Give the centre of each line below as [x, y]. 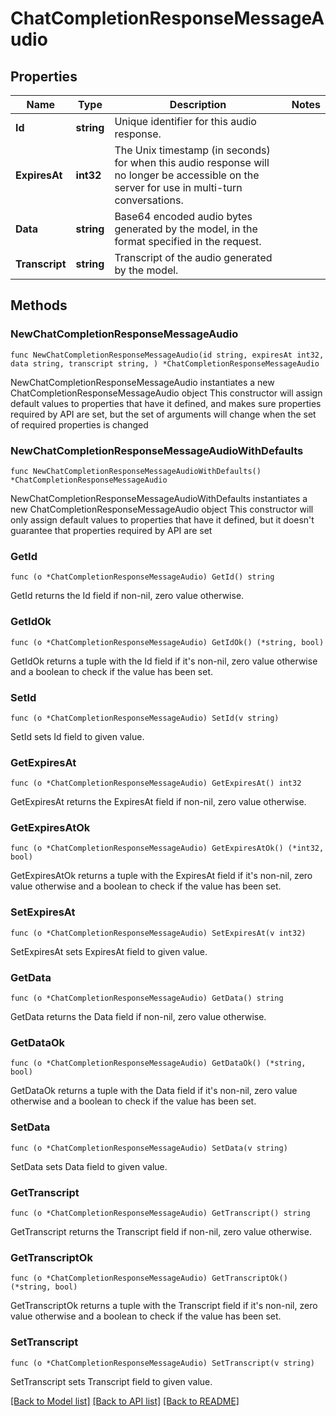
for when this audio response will [192, 162]
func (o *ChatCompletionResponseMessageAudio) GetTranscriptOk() [149, 1278]
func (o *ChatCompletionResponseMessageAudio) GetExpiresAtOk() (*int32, [167, 848]
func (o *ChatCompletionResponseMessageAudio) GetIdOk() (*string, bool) [167, 642]
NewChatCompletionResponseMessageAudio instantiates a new [142, 382]
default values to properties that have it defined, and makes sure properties [166, 403]
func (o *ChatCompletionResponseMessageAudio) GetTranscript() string [160, 1213]
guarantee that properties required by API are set [111, 530]
